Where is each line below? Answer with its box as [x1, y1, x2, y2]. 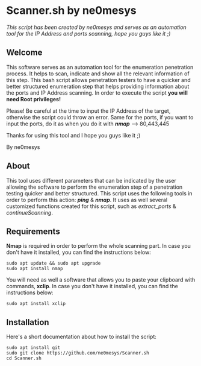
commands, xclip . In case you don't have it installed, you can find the [6, 283, 179, 290]
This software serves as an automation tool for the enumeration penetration [6, 63, 194, 71]
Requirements [6, 226, 60, 236]
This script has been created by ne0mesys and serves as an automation [6, 24, 187, 31]
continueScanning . [6, 209, 53, 216]
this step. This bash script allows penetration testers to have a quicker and [6, 76, 191, 83]
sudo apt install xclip [6, 301, 66, 307]
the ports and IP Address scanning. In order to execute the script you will [6, 89, 188, 96]
